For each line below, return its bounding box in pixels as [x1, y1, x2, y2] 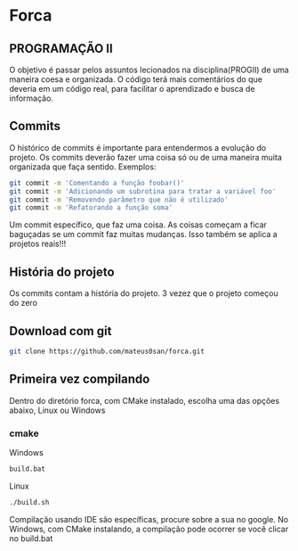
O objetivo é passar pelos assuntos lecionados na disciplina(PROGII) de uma [9, 64, 289, 75]
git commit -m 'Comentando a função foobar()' [9, 178, 185, 187]
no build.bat [9, 532, 53, 544]
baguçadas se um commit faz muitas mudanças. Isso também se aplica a [9, 229, 278, 240]
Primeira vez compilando [9, 372, 150, 387]
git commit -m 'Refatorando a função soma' [9, 203, 173, 212]
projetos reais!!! [9, 238, 67, 250]
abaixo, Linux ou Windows [9, 405, 106, 415]
